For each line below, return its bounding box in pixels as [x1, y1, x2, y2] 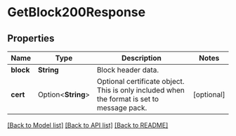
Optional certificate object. [96, 77, 185, 86]
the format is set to [96, 94, 159, 104]
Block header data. [96, 65, 159, 75]
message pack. [96, 103, 147, 113]
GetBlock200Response [7, 4, 146, 20]
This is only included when [96, 85, 185, 95]
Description [122, 54, 162, 63]
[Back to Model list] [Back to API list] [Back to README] [7, 121, 169, 129]
